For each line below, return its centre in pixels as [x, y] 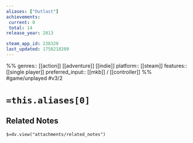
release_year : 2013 [30, 33]
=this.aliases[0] [48, 101]
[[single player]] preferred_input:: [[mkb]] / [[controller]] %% [79, 72]
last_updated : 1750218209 [37, 49]
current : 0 [22, 22]
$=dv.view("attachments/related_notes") [56, 134]
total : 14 [20, 28]
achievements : [23, 17]
